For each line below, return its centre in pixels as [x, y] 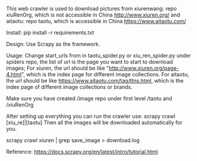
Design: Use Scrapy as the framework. [53, 44]
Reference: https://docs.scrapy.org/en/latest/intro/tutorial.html [82, 152]
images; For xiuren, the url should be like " [58, 68]
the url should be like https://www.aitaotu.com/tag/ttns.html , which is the [95, 80]
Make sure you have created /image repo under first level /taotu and [89, 98]
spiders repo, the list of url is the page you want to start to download [90, 62]
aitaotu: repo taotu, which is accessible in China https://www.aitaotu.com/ [96, 21]
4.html [14, 74]
